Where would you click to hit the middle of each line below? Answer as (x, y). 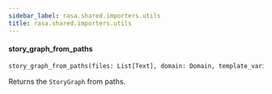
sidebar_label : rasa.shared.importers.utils (85, 16)
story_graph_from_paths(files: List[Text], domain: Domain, (112, 66)
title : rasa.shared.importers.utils (70, 23)
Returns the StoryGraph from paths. (67, 81)
